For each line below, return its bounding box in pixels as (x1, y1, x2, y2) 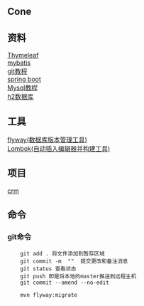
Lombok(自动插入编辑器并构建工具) (7, 144, 111, 153)
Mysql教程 (7, 83, 38, 92)
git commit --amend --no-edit (20, 279, 110, 286)
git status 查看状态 (20, 265, 77, 273)
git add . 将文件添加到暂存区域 (20, 250, 105, 257)
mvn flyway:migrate (20, 291, 78, 298)
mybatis (7, 58, 31, 67)
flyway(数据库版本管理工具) (7, 135, 87, 144)
